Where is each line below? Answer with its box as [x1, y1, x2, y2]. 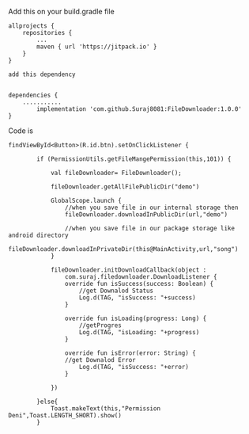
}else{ [36, 398, 58, 405]
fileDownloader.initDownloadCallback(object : [50, 266, 207, 274]
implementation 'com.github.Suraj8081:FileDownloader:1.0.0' [36, 105, 243, 113]
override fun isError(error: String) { [64, 349, 196, 357]
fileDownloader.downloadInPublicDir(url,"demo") [64, 211, 228, 219]
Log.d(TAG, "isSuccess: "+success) [78, 294, 196, 302]
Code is [8, 126, 34, 135]
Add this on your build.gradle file [8, 7, 115, 16]
